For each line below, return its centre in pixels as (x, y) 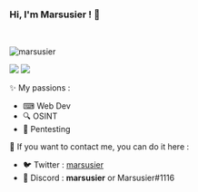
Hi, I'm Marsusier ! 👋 (55, 14)
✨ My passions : (40, 88)
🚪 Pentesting (46, 130)
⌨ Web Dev (46, 106)
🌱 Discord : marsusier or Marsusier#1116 (99, 178)
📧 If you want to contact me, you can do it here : (99, 147)
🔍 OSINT (40, 116)
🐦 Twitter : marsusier (63, 165)
